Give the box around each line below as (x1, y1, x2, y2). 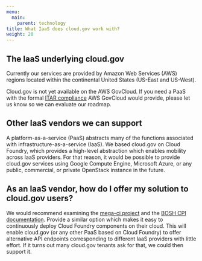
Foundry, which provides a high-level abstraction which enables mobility (6, 147, 186, 154)
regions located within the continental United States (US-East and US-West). (6, 76, 197, 83)
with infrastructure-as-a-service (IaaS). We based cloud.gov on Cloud (6, 140, 181, 148)
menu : (6, 8, 20, 15)
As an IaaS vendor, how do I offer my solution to (6, 184, 189, 194)
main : (11, 14, 26, 21)
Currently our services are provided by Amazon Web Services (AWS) (6, 69, 178, 77)
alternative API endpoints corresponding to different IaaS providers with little (6, 235, 197, 242)
